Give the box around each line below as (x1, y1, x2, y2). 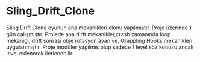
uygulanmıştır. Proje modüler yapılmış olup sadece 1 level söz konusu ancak (6, 43, 194, 51)
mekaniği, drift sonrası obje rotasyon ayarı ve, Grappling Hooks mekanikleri (6, 37, 193, 44)
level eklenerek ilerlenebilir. (6, 49, 74, 57)
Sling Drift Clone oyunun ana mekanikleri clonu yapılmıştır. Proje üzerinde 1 (6, 24, 192, 31)
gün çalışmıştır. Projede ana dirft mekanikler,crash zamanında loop (6, 30, 171, 37)
